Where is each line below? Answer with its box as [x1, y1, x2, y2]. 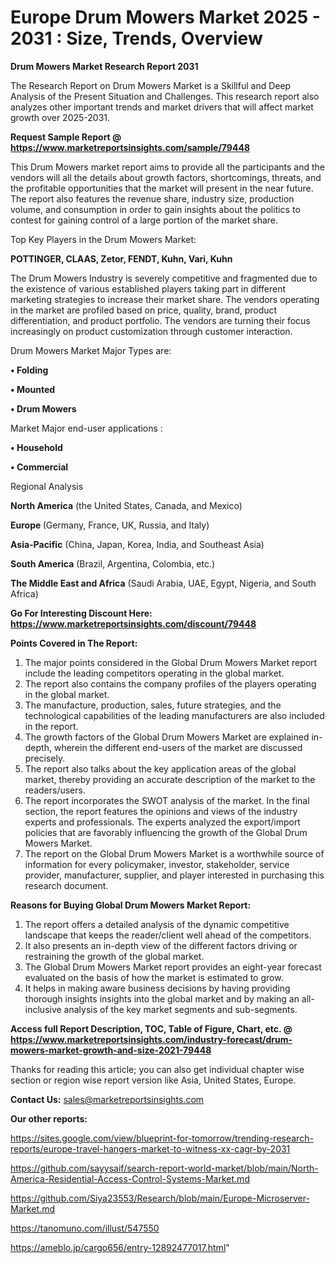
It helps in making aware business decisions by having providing [24, 982, 291, 994]
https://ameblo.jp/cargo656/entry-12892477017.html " [10, 1241, 230, 1253]
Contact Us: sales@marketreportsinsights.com [10, 1093, 205, 1105]
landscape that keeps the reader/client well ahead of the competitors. [24, 929, 312, 941]
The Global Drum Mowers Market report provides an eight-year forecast [24, 961, 322, 973]
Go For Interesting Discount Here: [10, 607, 153, 619]
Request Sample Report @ [10, 131, 122, 143]
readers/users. [24, 784, 86, 796]
